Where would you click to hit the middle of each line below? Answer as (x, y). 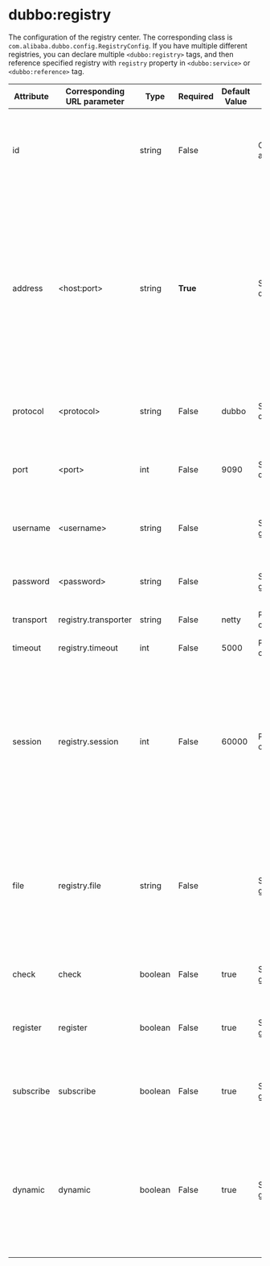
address (28, 288)
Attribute (32, 96)
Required (196, 96)
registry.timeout (88, 648)
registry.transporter (95, 620)
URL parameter (95, 101)
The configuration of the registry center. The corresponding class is (121, 37)
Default (236, 91)
